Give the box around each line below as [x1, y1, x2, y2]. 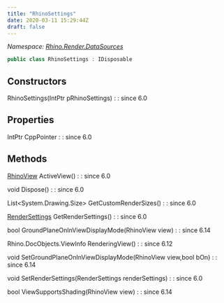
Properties [7, 114, 54, 126]
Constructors [7, 75, 67, 87]
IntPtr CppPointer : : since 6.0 [7, 132, 92, 141]
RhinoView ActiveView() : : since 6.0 [7, 171, 111, 180]
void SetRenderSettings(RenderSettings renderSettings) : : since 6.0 [7, 274, 203, 282]
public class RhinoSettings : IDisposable [7, 56, 133, 63]
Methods [7, 153, 47, 165]
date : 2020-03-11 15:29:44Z [7, 17, 89, 24]
